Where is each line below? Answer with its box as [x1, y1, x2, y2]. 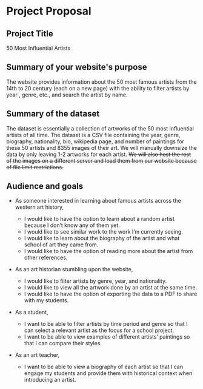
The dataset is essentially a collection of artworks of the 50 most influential [6, 124, 194, 132]
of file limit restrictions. [6, 163, 64, 171]
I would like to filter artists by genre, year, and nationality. [24, 277, 167, 285]
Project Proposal [6, 4, 92, 18]
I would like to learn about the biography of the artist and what [24, 235, 180, 242]
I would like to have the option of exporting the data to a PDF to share [24, 290, 198, 298]
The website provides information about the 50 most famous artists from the [6, 78, 197, 86]
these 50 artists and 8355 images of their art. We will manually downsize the [6, 144, 198, 151]
